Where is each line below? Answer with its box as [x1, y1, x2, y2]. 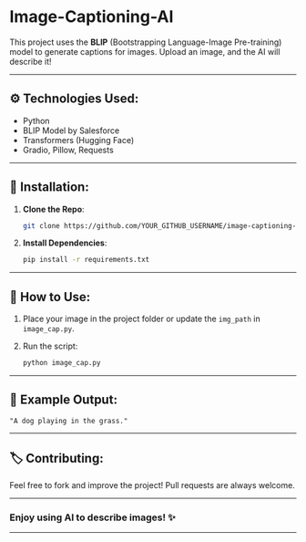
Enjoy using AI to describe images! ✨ [9, 511, 176, 524]
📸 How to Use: [9, 289, 91, 305]
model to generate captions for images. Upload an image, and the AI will [9, 46, 280, 57]
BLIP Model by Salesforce [22, 125, 120, 136]
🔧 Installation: [9, 180, 89, 195]
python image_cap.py [22, 359, 101, 368]
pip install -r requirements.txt [22, 255, 150, 265]
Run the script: [22, 340, 78, 352]
